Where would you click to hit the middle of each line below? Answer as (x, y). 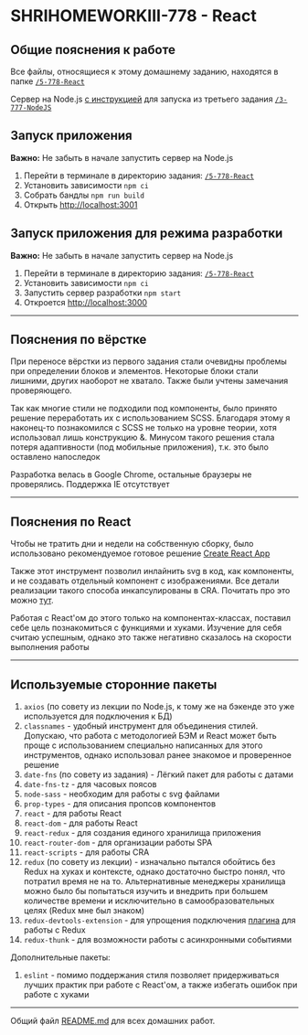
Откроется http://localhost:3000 (85, 302)
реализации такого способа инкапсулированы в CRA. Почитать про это (150, 591)
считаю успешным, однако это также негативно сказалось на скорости (151, 637)
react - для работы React (72, 814)
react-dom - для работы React (80, 823)
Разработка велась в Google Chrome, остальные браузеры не (131, 475)
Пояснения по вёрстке (79, 340)
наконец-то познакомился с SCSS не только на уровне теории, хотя (143, 428)
